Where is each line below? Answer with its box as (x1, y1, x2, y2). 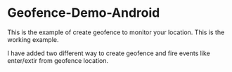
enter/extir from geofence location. (7, 56, 109, 64)
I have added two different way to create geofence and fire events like (7, 49, 211, 57)
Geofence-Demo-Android (7, 5, 160, 21)
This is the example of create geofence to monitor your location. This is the (7, 28, 225, 36)
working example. (7, 35, 59, 43)
